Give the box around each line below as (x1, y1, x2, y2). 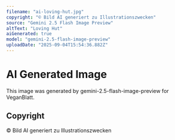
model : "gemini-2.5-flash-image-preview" (6, 36, 111, 42)
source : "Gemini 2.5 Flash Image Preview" (6, 20, 113, 26)
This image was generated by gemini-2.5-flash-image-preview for (6, 87, 169, 94)
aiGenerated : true (6, 31, 52, 37)
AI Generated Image (6, 68, 108, 81)
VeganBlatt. (6, 94, 35, 101)
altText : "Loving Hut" (6, 25, 63, 32)
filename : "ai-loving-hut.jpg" (6, 8, 84, 15)
